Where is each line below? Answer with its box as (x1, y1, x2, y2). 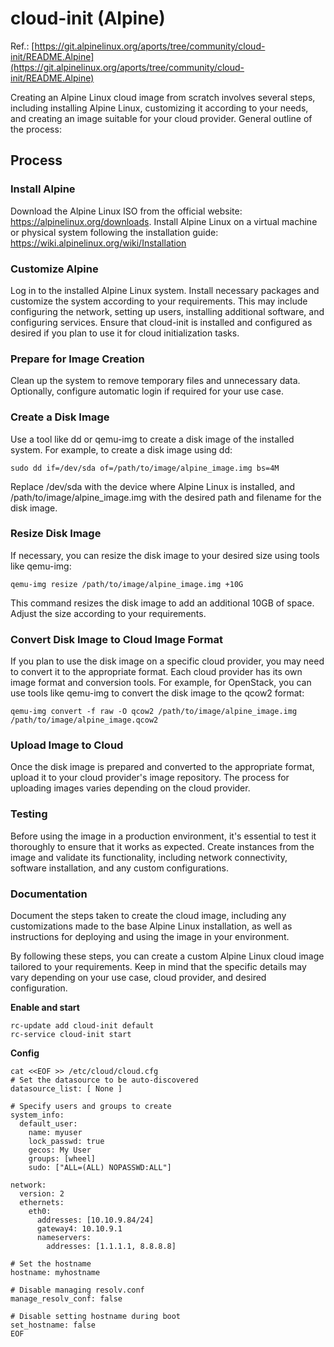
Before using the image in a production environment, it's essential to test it (10, 830, 317, 842)
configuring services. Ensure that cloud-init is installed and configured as (10, 316, 313, 328)
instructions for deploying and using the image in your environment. (10, 931, 290, 942)
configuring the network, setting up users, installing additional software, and (10, 305, 325, 317)
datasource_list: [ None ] (10, 1084, 123, 1094)
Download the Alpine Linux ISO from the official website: (10, 205, 243, 217)
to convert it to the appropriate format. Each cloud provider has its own (10, 666, 303, 678)
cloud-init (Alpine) (10, 7, 166, 30)
